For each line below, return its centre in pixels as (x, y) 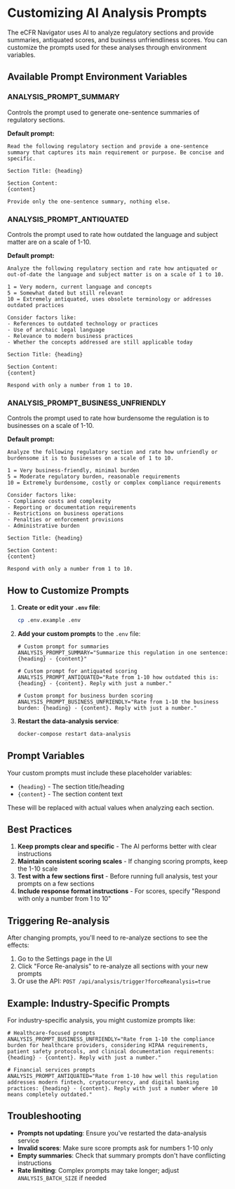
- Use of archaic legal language (56, 330)
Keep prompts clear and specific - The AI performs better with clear (117, 846)
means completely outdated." (50, 1095)
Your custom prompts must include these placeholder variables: (100, 773)
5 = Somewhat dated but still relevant (66, 293)
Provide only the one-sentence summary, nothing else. (89, 202)
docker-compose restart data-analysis (74, 734)
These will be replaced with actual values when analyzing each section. (111, 807)
